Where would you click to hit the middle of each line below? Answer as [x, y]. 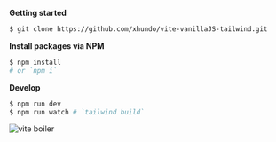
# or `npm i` [33, 70]
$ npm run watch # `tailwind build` [77, 112]
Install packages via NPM [57, 46]
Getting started [38, 13]
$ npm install [35, 62]
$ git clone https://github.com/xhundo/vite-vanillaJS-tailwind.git [138, 29]
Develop [25, 87]
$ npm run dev [35, 104]
